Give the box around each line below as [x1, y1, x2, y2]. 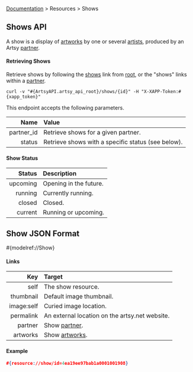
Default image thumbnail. [43, 293, 114, 301]
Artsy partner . [6, 44, 40, 51]
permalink [10, 312, 38, 320]
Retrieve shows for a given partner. [43, 129, 141, 137]
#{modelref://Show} [6, 244, 55, 251]
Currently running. [43, 189, 94, 197]
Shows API [6, 22, 47, 32]
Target [43, 272, 63, 281]
